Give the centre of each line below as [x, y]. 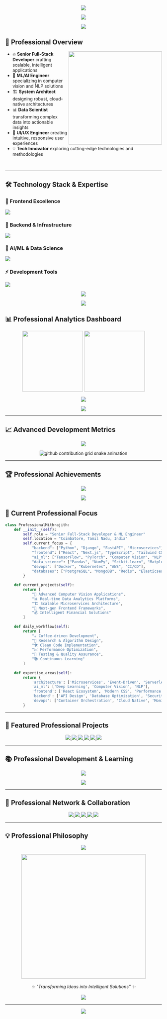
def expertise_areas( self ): [43, 673]
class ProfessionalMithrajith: [38, 525]
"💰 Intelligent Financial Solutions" [71, 613]
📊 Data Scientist [30, 110]
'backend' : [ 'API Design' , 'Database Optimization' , [87, 696]
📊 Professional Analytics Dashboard [63, 319]
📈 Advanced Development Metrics [60, 430]
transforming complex [35, 117]
